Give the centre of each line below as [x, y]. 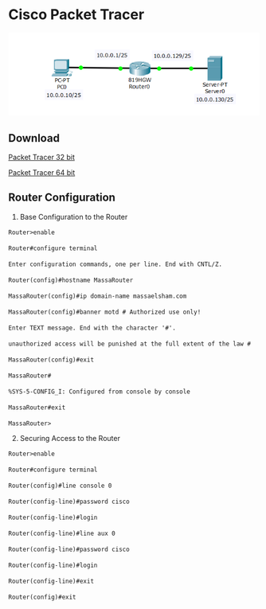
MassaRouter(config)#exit [51, 360]
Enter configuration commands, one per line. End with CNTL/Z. [115, 264]
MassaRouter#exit [37, 408]
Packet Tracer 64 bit [42, 172]
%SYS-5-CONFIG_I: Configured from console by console [100, 392]
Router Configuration [62, 198]
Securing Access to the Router [70, 438]
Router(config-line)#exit [51, 581]
